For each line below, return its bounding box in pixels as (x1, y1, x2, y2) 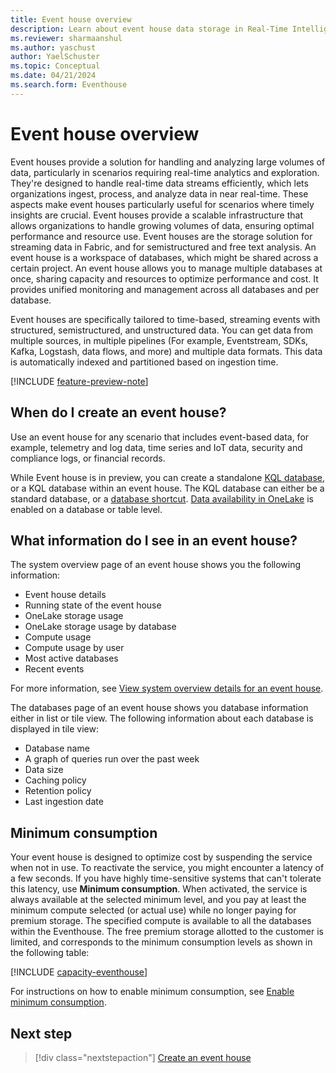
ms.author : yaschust (10, 42, 97, 53)
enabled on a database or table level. (10, 503, 163, 515)
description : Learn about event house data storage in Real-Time (10, 24, 288, 34)
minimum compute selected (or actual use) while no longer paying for (10, 904, 297, 916)
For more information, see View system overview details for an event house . (10, 682, 324, 695)
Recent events (24, 663, 85, 675)
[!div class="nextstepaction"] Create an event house (34, 1051, 252, 1063)
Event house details (24, 589, 107, 601)
